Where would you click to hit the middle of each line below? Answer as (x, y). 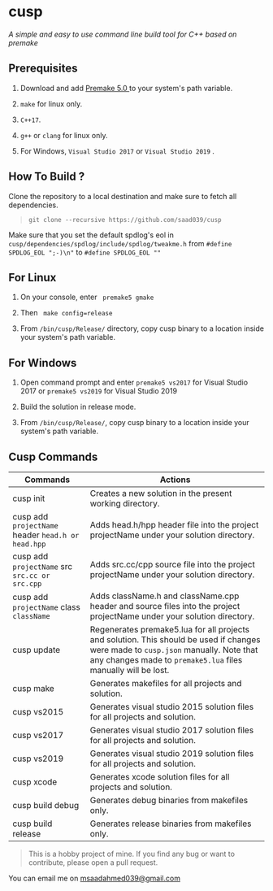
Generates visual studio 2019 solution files (172, 753)
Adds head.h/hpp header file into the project (174, 525)
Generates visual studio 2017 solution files (172, 730)
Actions (175, 480)
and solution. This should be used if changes (175, 639)
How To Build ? (47, 177)
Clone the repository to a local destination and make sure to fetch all (123, 196)
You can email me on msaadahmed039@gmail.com (95, 878)
